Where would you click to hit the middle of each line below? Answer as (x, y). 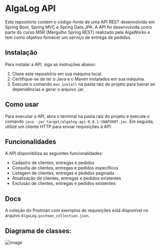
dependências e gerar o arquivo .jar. (48, 89)
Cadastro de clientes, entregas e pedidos (53, 163)
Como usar (22, 105)
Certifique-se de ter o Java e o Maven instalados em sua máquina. (79, 79)
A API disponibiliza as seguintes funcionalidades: (54, 153)
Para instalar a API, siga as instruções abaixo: (50, 64)
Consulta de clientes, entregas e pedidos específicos (65, 168)
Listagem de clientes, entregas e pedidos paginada (63, 173)
